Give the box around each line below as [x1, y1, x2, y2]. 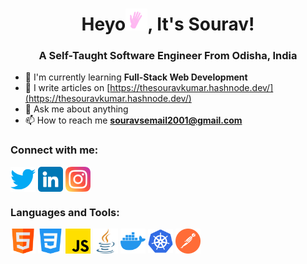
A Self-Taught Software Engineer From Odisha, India [38, 49, 298, 63]
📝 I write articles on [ [24, 82, 111, 94]
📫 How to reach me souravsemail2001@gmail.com [24, 114, 243, 127]
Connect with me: [10, 143, 99, 157]
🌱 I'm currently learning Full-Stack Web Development [24, 71, 248, 83]
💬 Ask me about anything [24, 103, 129, 115]
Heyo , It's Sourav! [81, 13, 255, 36]
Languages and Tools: [10, 205, 120, 219]
